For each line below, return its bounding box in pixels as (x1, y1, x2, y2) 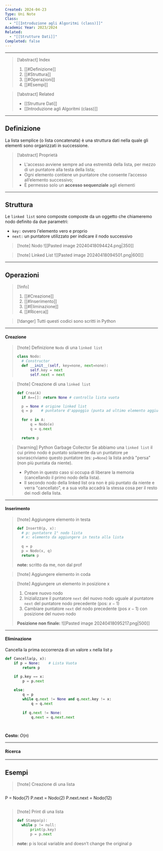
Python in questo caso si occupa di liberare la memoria (24, 469, 134, 475)
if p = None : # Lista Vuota (14, 661, 77, 666)
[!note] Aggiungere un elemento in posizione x (16, 580, 110, 587)
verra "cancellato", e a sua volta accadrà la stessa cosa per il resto (24, 485, 158, 491)
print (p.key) (30, 827, 57, 832)
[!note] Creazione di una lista (16, 781, 75, 787)
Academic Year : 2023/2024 (5, 25, 57, 30)
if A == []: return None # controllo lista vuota (21, 395, 120, 400)
